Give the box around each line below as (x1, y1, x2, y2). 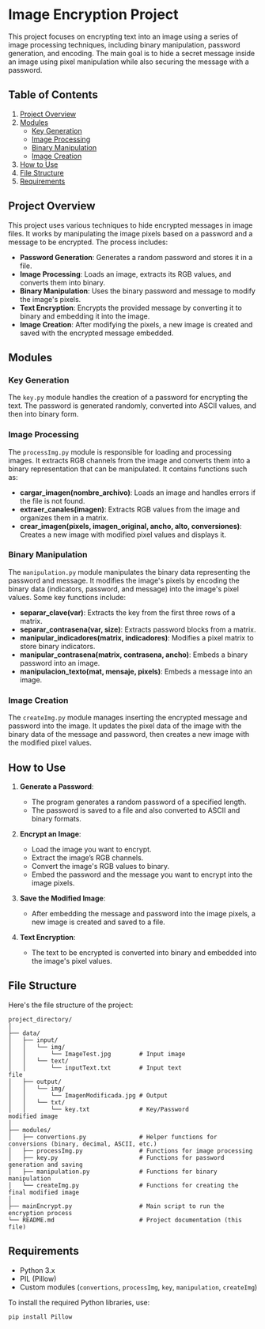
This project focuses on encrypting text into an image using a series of (8, 32, 239, 41)
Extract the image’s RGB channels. (31, 852, 144, 863)
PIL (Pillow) (19, 1274, 57, 1283)
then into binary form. (8, 410, 79, 419)
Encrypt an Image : (19, 829, 81, 839)
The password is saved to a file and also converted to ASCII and (31, 805, 240, 815)
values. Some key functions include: (8, 592, 127, 602)
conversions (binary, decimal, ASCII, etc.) (8, 1140, 157, 1148)
